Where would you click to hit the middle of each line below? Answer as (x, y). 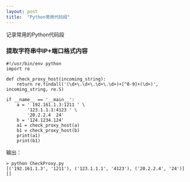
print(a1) (29, 136)
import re (18, 69)
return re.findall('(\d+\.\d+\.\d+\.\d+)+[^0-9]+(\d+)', (88, 84)
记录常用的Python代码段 (35, 34)
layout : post (22, 11)
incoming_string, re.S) (35, 89)
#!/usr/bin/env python (34, 63)
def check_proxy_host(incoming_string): (56, 79)
